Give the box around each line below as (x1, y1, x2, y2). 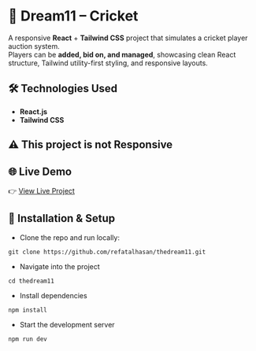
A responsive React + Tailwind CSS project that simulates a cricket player (8, 33, 248, 42)
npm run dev (8, 334, 47, 343)
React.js (19, 106, 48, 116)
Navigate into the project (19, 261, 100, 271)
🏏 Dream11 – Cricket (8, 7, 139, 25)
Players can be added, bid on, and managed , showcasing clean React (8, 50, 236, 59)
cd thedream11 (8, 277, 55, 285)
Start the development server (19, 320, 116, 329)
